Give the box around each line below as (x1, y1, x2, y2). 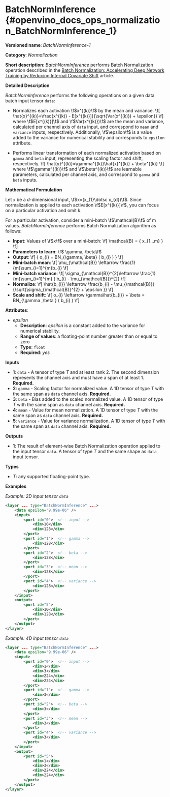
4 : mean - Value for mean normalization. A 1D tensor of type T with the (12, 407, 158, 413)
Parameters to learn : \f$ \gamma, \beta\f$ (12, 248, 102, 255)
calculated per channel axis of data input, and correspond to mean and (12, 124, 159, 130)
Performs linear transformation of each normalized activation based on (12, 150, 161, 156)
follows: (5, 228, 22, 234)
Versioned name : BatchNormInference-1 (5, 42, 91, 48)
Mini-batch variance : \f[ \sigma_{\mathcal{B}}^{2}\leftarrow (12, 270, 140, 276)
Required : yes (20, 349, 50, 356)
